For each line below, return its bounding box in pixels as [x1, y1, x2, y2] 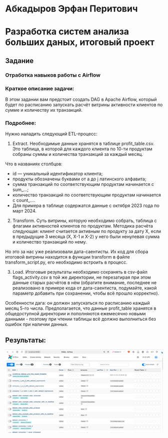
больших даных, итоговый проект [5, 37, 155, 48]
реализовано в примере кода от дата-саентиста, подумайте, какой [12, 285, 157, 291]
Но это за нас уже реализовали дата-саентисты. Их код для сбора [5, 249, 148, 255]
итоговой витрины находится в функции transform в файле [5, 254, 130, 260]
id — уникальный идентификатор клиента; [12, 171, 103, 177]
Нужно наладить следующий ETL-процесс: [5, 131, 97, 137]
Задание [5, 56, 34, 65]
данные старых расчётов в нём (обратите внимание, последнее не [12, 280, 156, 286]
